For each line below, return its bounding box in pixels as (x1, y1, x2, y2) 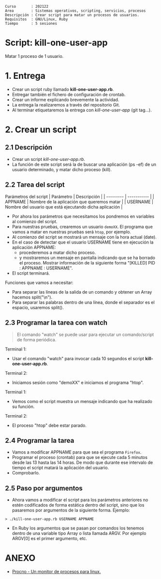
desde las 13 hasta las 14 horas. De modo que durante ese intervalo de (12, 459, 153, 466)
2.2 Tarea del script (5, 181, 65, 189)
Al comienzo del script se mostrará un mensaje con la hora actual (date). (12, 234, 157, 240)
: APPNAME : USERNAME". (19, 265, 73, 271)
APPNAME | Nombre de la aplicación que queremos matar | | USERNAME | (5, 199, 154, 205)
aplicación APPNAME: (12, 244, 56, 250)
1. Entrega (5, 70, 46, 82)
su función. (12, 404, 35, 409)
